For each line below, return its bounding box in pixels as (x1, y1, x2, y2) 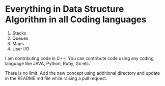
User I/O (12, 46, 29, 52)
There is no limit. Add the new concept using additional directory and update (5, 70, 161, 76)
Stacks (12, 30, 27, 36)
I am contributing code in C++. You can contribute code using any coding (5, 55, 154, 61)
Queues (12, 35, 28, 41)
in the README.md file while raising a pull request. (5, 75, 107, 81)
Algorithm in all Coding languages (5, 14, 146, 25)
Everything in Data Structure (5, 3, 124, 15)
